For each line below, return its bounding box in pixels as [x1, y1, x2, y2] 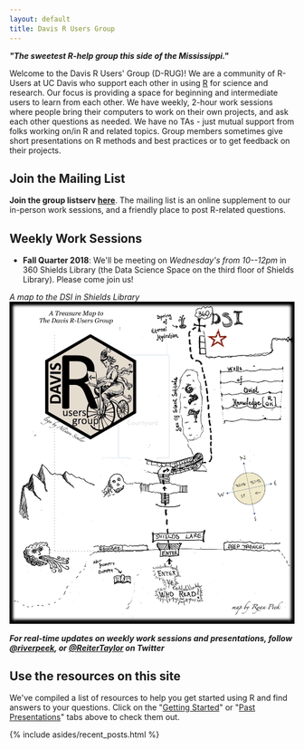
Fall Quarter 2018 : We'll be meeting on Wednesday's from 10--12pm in [22, 254, 287, 266]
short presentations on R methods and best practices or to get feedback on [9, 135, 290, 146]
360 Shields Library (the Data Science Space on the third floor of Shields [22, 264, 294, 275]
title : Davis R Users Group [9, 24, 116, 34]
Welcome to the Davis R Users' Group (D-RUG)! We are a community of [9, 68, 276, 79]
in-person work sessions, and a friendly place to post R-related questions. [9, 205, 287, 216]
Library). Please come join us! [22, 274, 134, 285]
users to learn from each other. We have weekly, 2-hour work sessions [9, 96, 273, 108]
